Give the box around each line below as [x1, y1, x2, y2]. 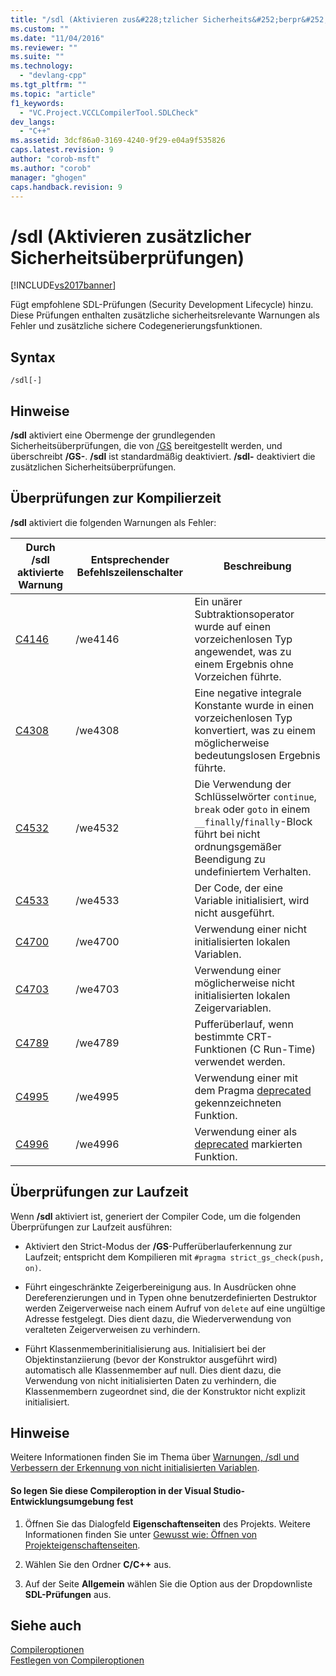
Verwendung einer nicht [194, 922, 308, 936]
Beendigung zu [194, 852, 266, 866]
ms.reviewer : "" [10, 42, 78, 53]
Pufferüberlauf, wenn [194, 1017, 294, 1031]
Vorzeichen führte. [194, 669, 282, 683]
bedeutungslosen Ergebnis [194, 748, 321, 762]
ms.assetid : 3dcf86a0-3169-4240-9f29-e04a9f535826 [10, 136, 226, 146]
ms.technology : [10, 61, 74, 71]
